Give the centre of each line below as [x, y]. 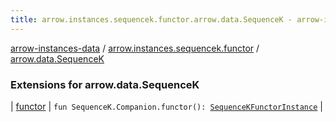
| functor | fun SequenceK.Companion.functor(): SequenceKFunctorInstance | [166, 106]
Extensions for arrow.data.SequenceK [105, 84]
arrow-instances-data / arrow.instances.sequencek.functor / [135, 48]
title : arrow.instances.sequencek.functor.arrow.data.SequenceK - [151, 19]
